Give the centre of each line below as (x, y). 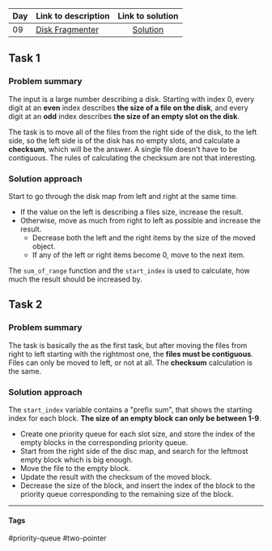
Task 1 (24, 59)
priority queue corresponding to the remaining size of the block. (127, 494)
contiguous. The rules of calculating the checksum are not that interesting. (133, 158)
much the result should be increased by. (76, 279)
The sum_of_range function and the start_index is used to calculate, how (130, 270)
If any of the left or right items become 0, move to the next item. (138, 255)
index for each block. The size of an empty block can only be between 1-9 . (135, 418)
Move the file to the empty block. (75, 468)
